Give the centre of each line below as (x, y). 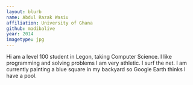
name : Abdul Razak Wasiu (37, 17)
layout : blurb (24, 12)
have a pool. (22, 76)
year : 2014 (20, 34)
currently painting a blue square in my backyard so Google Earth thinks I (96, 69)
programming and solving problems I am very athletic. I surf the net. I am (96, 63)
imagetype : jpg (25, 40)
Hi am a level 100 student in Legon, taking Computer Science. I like (89, 57)
